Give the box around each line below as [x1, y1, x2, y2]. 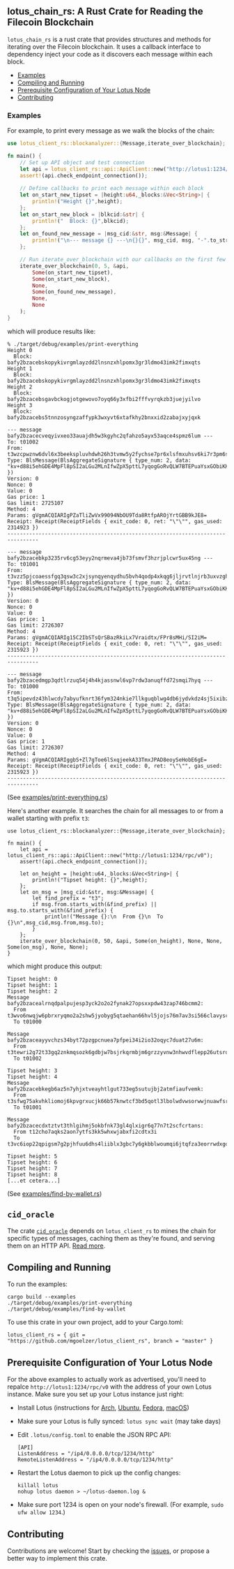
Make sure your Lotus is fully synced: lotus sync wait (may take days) [17, 1417, 221, 1426]
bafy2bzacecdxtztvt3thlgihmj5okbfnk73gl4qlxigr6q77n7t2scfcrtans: [7, 1122, 204, 1129]
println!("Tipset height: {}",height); [32, 876, 148, 883]
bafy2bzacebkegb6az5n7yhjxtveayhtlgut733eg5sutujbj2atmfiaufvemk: [7, 1086, 204, 1093]
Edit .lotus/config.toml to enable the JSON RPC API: [17, 1431, 172, 1439]
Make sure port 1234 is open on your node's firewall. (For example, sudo [17, 1501, 224, 1509]
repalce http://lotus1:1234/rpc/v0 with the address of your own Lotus [7, 1382, 212, 1391]
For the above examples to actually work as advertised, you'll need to [7, 1375, 207, 1384]
